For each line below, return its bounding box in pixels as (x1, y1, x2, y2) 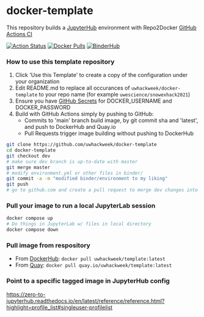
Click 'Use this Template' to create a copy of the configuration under (15, 71, 188, 79)
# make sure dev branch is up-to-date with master (6, 158, 138, 165)
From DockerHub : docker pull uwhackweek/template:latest (15, 255, 166, 263)
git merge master (6, 164, 51, 170)
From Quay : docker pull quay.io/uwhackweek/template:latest (15, 261, 172, 269)
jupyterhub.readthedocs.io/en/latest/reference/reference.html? (6, 297, 165, 304)
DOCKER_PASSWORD (15, 104, 71, 111)
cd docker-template (6, 147, 56, 153)
